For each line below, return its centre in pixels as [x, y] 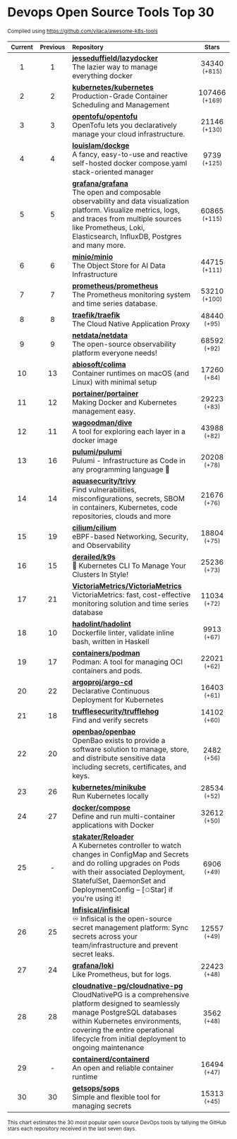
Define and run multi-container [123, 816]
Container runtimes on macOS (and [130, 373]
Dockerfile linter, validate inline [123, 633]
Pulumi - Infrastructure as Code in [128, 460]
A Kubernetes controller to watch [127, 845]
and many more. [98, 245]
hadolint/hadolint [102, 624]
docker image [95, 440]
